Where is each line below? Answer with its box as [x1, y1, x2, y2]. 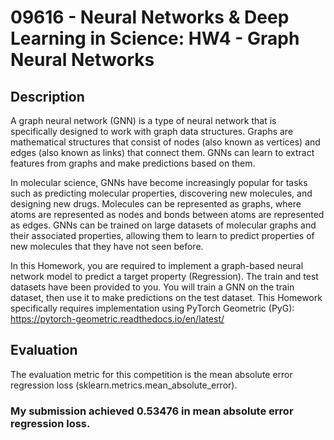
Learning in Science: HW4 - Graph [10, 27, 300, 50]
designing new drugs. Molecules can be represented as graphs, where [10, 198, 302, 210]
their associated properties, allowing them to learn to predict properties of [10, 230, 315, 241]
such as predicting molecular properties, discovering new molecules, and [10, 187, 313, 199]
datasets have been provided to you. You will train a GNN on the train [10, 281, 295, 293]
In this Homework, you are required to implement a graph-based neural [10, 260, 304, 271]
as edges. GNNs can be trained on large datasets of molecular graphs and [10, 219, 317, 231]
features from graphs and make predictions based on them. [10, 157, 256, 169]
